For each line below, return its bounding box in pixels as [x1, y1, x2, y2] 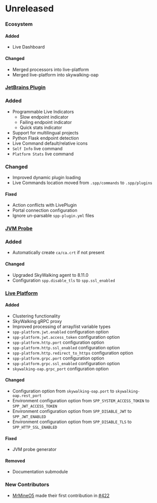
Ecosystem [5, 21, 33, 28]
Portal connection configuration [12, 207, 78, 213]
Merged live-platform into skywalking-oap [12, 71, 99, 77]
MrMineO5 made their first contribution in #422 [12, 492, 110, 499]
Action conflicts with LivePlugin [12, 202, 77, 208]
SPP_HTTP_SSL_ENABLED [12, 425, 57, 430]
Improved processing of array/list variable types [12, 323, 111, 329]
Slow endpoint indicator [19, 114, 69, 120]
